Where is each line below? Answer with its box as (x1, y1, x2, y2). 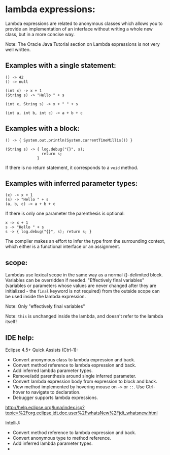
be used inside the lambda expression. (5, 294, 86, 300)
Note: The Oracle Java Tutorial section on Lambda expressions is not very (5, 41, 160, 47)
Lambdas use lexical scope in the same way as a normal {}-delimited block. (5, 272, 163, 278)
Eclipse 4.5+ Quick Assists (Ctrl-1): (5, 347, 78, 353)
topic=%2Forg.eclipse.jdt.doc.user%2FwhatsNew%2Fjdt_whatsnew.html (5, 410, 158, 416)
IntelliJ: (5, 420, 20, 425)
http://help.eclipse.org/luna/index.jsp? (5, 405, 85, 410)
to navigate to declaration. (26, 389, 81, 395)
